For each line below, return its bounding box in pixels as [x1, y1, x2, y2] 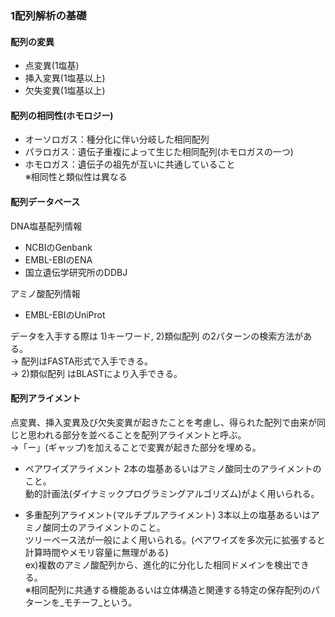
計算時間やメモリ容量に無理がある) [24, 546, 169, 558]
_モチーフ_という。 [59, 596, 138, 608]
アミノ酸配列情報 [10, 287, 81, 299]
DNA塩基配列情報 [10, 220, 83, 232]
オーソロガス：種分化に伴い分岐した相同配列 [24, 133, 210, 146]
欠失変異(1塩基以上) [24, 85, 106, 97]
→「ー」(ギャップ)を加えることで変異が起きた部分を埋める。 [10, 441, 262, 453]
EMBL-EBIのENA [24, 253, 93, 266]
